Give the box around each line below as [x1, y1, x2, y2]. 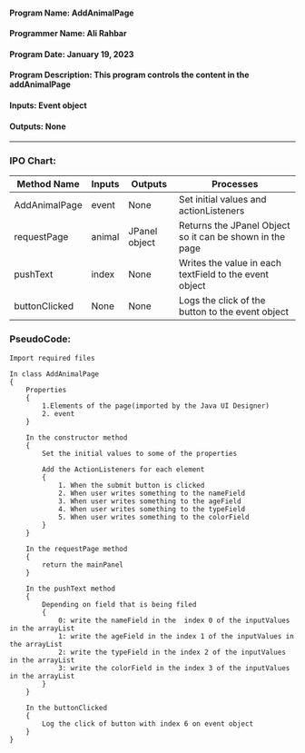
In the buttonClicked [25, 703, 107, 712]
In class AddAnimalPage [9, 369, 100, 379]
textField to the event [178, 268, 270, 281]
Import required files [9, 353, 95, 362]
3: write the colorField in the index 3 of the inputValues [57, 663, 290, 672]
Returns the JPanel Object [178, 219, 290, 232]
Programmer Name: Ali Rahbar [9, 28, 127, 39]
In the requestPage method [25, 544, 128, 553]
